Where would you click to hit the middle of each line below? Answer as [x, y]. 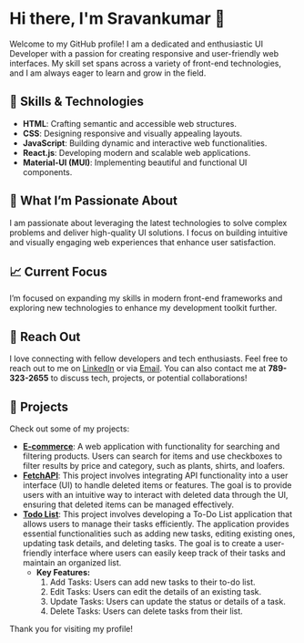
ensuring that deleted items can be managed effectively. [128, 504]
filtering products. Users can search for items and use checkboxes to [152, 456]
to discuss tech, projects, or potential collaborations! [149, 379]
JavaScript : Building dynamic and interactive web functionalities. [145, 143]
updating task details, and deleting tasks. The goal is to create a [142, 543]
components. [47, 171]
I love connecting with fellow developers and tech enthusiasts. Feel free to [149, 358]
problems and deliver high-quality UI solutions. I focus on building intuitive [149, 233]
